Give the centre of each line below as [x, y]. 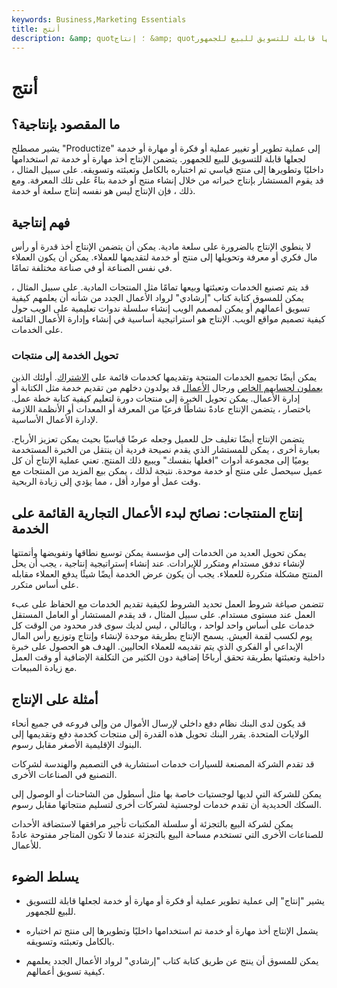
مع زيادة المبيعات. [44, 668]
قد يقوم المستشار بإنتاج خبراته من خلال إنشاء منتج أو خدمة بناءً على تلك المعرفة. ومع [167, 180]
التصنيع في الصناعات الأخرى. [64, 775]
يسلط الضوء [45, 876]
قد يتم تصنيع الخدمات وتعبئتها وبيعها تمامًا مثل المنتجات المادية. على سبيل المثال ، [160, 287]
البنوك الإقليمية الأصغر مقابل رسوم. [77, 745]
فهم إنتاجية [41, 222]
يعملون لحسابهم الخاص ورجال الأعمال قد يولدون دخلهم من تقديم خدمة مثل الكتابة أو [167, 388]
